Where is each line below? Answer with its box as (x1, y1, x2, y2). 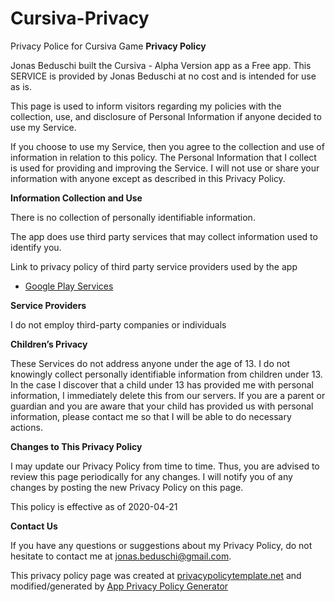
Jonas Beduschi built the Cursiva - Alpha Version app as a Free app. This (10, 59, 312, 71)
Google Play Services (24, 280, 114, 292)
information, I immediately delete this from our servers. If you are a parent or (10, 389, 326, 401)
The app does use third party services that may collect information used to (10, 230, 318, 242)
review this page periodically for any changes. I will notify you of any (10, 470, 293, 482)
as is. (10, 80, 33, 92)
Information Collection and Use (10, 192, 143, 204)
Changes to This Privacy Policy (10, 440, 143, 452)
